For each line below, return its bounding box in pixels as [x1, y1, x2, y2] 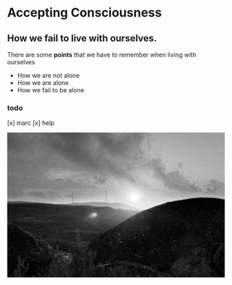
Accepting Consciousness [7, 5, 162, 21]
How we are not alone [17, 71, 80, 79]
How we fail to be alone [17, 86, 85, 94]
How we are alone [17, 79, 69, 87]
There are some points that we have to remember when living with [7, 50, 197, 59]
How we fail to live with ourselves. [7, 32, 157, 44]
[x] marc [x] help [7, 119, 55, 127]
